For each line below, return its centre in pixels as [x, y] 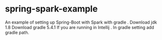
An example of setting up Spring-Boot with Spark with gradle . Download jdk [81, 22]
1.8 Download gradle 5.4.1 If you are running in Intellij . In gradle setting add [80, 27]
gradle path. [17, 32]
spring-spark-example [52, 9]
